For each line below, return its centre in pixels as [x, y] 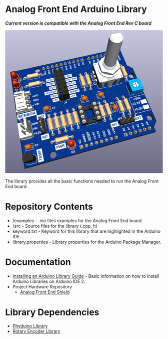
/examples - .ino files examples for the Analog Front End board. [78, 220]
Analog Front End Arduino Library [76, 9]
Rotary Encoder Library [36, 331]
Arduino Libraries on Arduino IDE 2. [49, 281]
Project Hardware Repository [42, 286]
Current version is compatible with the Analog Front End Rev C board [78, 23]
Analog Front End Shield [45, 292]
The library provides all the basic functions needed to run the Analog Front [82, 181]
